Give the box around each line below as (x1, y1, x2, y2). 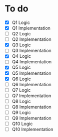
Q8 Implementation (11, 104, 52, 110)
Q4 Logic (11, 53, 31, 59)
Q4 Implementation (11, 59, 52, 65)
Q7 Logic (11, 87, 31, 93)
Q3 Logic (11, 42, 31, 48)
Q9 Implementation (11, 115, 52, 121)
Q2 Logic (11, 31, 31, 37)
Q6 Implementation (11, 81, 52, 87)
